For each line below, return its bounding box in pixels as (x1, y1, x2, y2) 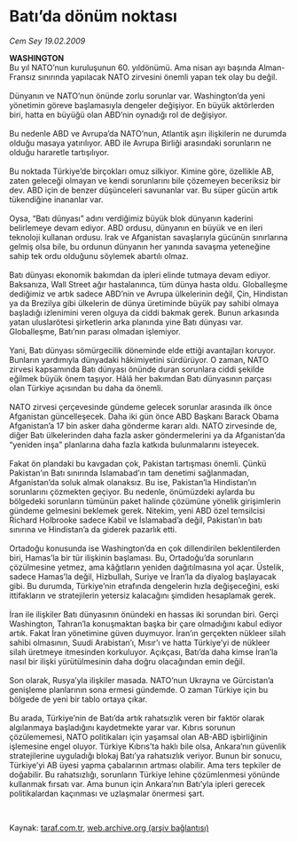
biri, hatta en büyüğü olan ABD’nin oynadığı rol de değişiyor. (9, 109, 228, 120)
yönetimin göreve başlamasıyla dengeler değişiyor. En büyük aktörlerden (9, 99, 275, 110)
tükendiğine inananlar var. (9, 193, 104, 205)
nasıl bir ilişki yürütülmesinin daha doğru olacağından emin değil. (9, 656, 246, 666)
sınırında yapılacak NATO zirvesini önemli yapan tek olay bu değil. (37, 71, 277, 82)
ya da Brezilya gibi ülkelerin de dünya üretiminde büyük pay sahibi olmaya (9, 297, 279, 308)
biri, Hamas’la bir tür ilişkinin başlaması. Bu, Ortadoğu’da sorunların (9, 552, 254, 563)
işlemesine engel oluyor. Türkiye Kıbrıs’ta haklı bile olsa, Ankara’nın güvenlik (9, 741, 286, 752)
